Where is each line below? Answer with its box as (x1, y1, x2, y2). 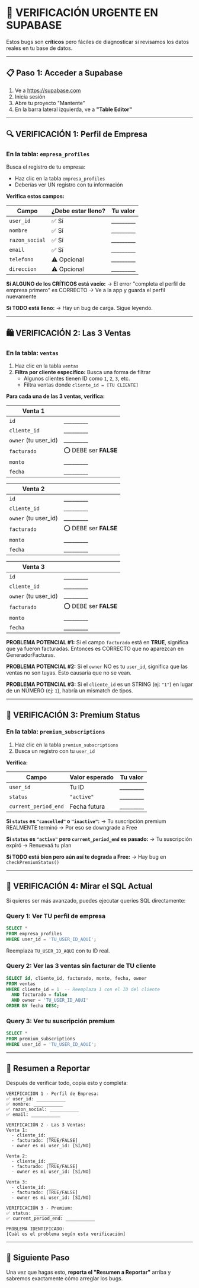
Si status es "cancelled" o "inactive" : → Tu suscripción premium (6, 817, 167, 825)
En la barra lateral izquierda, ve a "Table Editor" (14, 106, 132, 113)
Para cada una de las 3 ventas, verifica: (6, 393, 105, 400)
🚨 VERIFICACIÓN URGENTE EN (6, 6, 159, 20)
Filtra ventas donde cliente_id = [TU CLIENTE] (23, 381, 139, 388)
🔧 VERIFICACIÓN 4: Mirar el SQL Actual (6, 881, 153, 891)
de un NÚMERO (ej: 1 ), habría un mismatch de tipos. (6, 687, 133, 694)
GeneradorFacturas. (6, 651, 55, 659)
